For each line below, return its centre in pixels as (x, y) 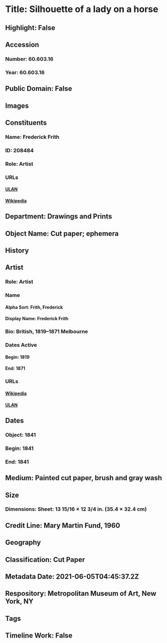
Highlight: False (30, 28)
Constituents (26, 123)
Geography (23, 543)
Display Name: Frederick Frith (37, 319)
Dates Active (21, 345)
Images (17, 105)
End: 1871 (15, 368)
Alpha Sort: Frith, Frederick (34, 307)
